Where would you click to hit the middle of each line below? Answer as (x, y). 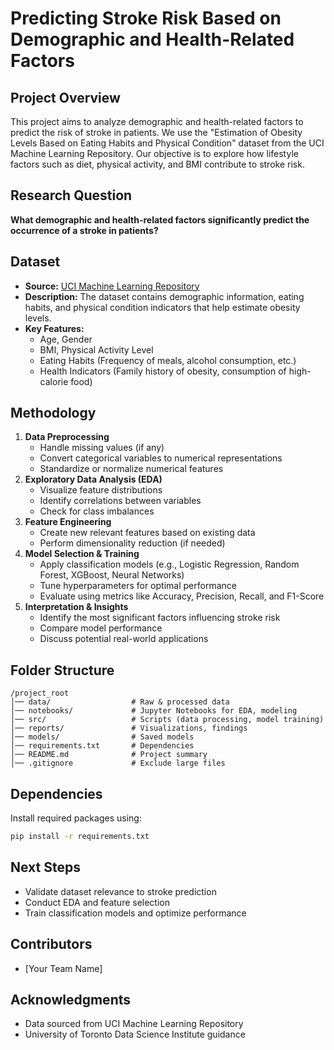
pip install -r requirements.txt (80, 837)
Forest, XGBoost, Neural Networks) (112, 575)
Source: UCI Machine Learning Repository (112, 286)
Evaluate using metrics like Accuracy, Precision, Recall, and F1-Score (182, 596)
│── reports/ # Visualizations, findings (129, 728)
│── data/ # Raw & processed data (120, 702)
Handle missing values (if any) (102, 448)
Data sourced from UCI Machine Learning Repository (134, 1024)
